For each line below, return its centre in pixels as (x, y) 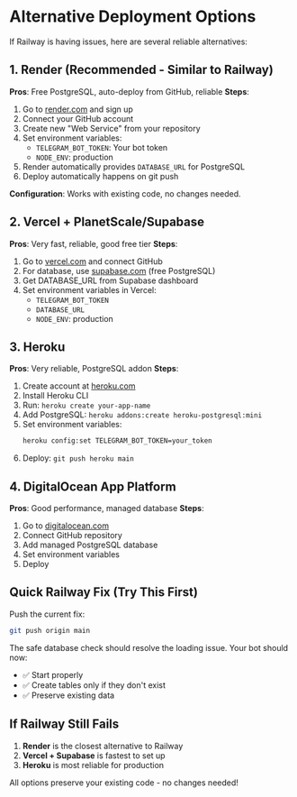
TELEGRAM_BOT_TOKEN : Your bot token (102, 147)
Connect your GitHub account (78, 118)
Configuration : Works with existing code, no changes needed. (125, 193)
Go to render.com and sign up (77, 109)
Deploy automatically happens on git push (100, 176)
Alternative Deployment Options (133, 17)
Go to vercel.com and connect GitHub (93, 261)
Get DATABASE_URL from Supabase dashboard (110, 280)
